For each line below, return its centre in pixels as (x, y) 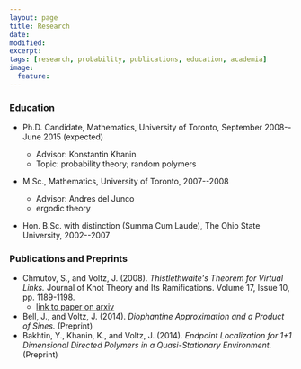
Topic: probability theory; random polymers (116, 164)
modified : (28, 43)
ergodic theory (63, 209)
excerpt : (26, 51)
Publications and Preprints (69, 258)
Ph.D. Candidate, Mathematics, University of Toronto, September (142, 128)
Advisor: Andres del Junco (85, 199)
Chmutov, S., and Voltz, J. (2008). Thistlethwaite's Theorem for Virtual (153, 278)
